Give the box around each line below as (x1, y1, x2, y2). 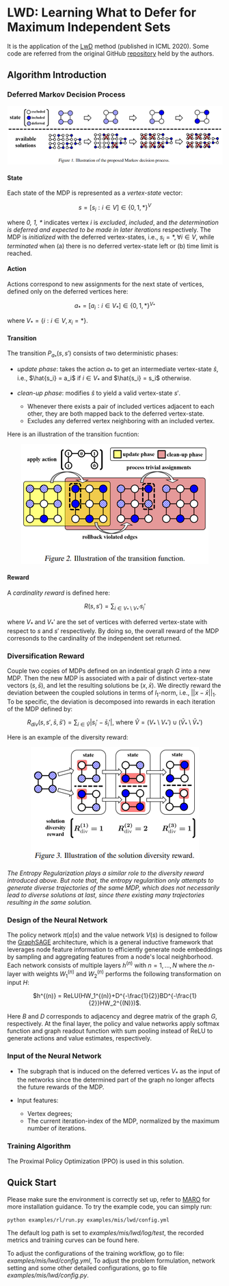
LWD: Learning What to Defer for (7, 5, 197, 21)
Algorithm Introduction (7, 69, 107, 81)
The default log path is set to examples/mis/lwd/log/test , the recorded (7, 1229, 204, 1237)
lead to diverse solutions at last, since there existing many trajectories (7, 890, 205, 899)
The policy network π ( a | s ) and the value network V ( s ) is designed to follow (7, 931, 218, 939)
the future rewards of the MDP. (16, 1083, 105, 1091)
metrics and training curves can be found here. (7, 1236, 139, 1244)
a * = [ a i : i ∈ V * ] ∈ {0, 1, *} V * (74, 300, 156, 311)
